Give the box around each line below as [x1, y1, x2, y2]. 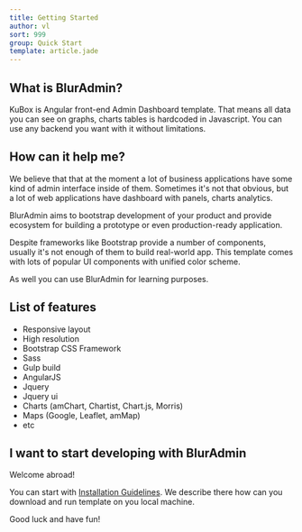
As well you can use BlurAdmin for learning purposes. [9, 273, 209, 284]
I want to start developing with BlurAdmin [9, 445, 247, 461]
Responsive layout [22, 324, 91, 335]
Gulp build [22, 362, 61, 372]
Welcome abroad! [9, 470, 75, 481]
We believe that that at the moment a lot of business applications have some [9, 173, 293, 184]
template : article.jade [9, 47, 99, 56]
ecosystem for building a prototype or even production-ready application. [9, 219, 283, 230]
